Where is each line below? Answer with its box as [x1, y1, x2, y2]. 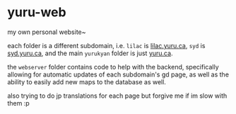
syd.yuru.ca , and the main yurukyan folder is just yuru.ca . [7, 49, 173, 57]
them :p [7, 98, 30, 107]
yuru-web [7, 4, 66, 21]
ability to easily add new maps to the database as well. [7, 77, 166, 86]
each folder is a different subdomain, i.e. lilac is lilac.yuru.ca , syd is [7, 41, 206, 50]
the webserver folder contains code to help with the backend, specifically [7, 62, 219, 71]
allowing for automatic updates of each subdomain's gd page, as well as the [7, 70, 230, 79]
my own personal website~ [7, 28, 86, 36]
